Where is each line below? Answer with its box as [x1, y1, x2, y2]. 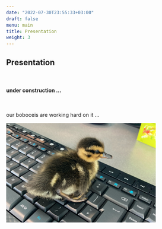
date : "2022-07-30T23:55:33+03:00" [6, 9, 94, 15]
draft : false [6, 15, 39, 22]
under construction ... [6, 87, 62, 94]
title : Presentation [6, 28, 58, 34]
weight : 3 [6, 34, 31, 41]
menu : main [6, 22, 33, 28]
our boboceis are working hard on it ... [6, 112, 100, 119]
